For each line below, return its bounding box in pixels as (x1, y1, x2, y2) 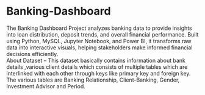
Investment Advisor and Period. (6, 82, 85, 90)
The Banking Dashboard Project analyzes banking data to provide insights (6, 24, 192, 32)
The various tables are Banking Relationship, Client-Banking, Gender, (6, 76, 180, 83)
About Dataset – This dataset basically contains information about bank (6, 57, 186, 64)
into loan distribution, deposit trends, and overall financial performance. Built (6, 30, 199, 38)
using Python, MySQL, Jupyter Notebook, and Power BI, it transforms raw (6, 37, 192, 44)
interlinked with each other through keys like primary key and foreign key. (6, 69, 191, 77)
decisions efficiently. (6, 50, 59, 57)
